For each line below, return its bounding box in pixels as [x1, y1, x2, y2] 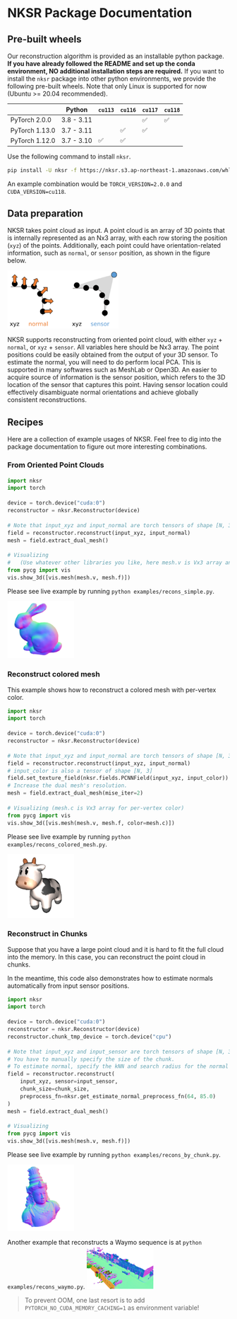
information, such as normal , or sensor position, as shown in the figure [7, 249, 210, 258]
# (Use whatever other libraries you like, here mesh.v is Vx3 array [7, 559, 222, 567]
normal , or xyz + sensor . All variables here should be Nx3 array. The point [7, 343, 219, 352]
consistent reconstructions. [7, 396, 87, 404]
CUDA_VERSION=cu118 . [7, 187, 66, 195]
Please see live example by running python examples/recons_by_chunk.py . [7, 1151, 221, 1159]
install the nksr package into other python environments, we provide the [7, 74, 217, 83]
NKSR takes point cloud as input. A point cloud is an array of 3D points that [7, 226, 226, 235]
